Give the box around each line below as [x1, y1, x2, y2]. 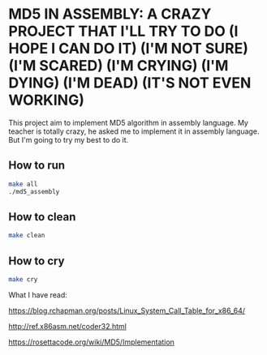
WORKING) [8, 91, 85, 109]
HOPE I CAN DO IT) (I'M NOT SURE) [8, 40, 249, 58]
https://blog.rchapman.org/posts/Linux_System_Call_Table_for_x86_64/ [8, 306, 246, 315]
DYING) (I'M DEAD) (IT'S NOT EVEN [8, 74, 252, 92]
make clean [8, 232, 45, 240]
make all [8, 180, 38, 188]
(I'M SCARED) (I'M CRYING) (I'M [8, 57, 229, 75]
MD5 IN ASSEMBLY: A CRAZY [8, 5, 212, 24]
